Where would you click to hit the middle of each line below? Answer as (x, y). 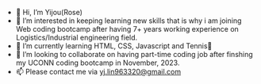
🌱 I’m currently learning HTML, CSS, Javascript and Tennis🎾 (114, 46)
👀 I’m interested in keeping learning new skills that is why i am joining (129, 21)
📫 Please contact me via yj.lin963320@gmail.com (98, 72)
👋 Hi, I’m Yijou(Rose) (49, 12)
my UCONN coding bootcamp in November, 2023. (98, 63)
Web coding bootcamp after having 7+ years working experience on (127, 29)
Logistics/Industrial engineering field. (77, 37)
